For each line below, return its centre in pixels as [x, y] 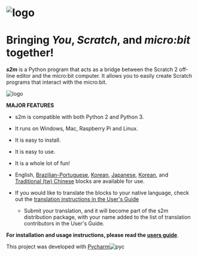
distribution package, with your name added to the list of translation [107, 217]
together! [30, 53]
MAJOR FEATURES [30, 105]
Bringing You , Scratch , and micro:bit [98, 40]
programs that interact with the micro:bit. [57, 82]
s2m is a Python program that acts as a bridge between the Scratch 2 [92, 69]
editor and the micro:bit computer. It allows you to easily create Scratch [104, 76]
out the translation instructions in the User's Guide [77, 199]
